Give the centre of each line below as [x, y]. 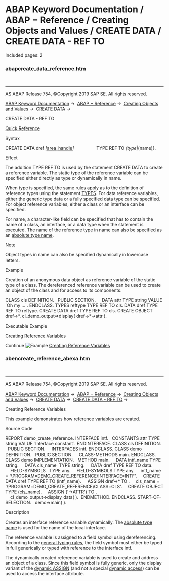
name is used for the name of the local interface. [56, 527]
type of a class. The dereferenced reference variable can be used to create [83, 285]
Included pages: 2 [24, 55]
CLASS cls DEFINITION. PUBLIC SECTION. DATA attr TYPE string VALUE [84, 300]
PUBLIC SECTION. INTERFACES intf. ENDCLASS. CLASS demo [75, 449]
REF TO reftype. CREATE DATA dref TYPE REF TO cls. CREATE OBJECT [79, 311]
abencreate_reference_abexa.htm [48, 359]
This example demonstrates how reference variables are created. [73, 419]
